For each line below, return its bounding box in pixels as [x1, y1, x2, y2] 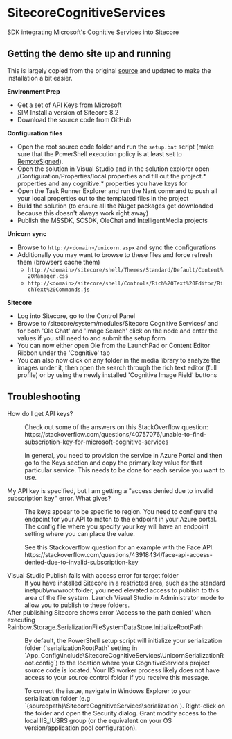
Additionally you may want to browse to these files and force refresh [17, 250, 213, 258]
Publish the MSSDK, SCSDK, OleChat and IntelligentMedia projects [17, 216, 208, 224]
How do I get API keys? [7, 409, 73, 417]
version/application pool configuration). [24, 724, 137, 732]
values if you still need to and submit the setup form [17, 333, 166, 342]
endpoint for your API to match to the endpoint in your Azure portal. [24, 515, 217, 523]
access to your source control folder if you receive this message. [24, 673, 210, 681]
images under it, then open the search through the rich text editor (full [17, 363, 217, 372]
